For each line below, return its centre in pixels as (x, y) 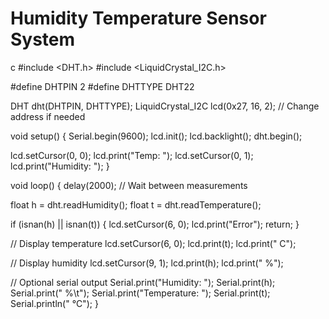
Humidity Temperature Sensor (138, 18)
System (43, 39)
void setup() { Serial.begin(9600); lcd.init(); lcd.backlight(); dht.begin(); (156, 136)
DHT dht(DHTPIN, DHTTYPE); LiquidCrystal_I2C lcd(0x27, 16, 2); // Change (165, 106)
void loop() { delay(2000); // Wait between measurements (129, 185)
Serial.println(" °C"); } (54, 303)
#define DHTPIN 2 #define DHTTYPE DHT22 (102, 86)
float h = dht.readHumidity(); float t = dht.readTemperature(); (136, 204)
